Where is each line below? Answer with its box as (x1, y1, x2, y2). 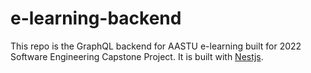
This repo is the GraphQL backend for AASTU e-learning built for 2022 (10, 40, 302, 52)
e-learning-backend (10, 7, 182, 30)
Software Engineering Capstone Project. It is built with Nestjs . (10, 50, 264, 62)
